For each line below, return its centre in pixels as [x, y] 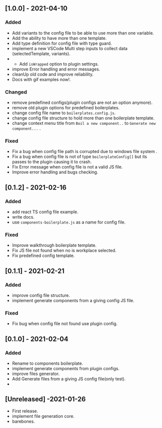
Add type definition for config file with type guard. [62, 43]
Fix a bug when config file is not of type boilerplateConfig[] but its [80, 157]
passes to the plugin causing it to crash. [52, 162]
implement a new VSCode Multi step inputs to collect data [70, 48]
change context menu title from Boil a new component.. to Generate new [84, 123]
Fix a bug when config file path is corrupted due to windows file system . [85, 152]
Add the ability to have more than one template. [59, 38]
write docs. [23, 217]
